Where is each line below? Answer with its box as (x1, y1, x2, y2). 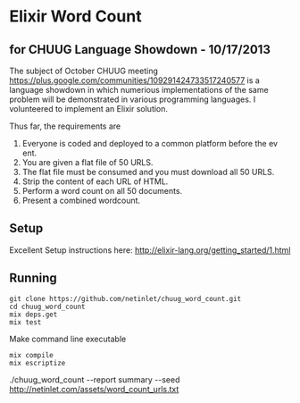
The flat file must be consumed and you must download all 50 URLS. (21, 167, 275, 177)
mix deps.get (9, 310, 58, 319)
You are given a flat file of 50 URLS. (21, 157, 154, 167)
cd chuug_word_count (9, 302, 87, 311)
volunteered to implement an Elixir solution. (9, 104, 168, 113)
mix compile (9, 350, 54, 359)
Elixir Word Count (9, 6, 142, 27)
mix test (9, 317, 42, 327)
